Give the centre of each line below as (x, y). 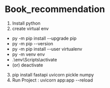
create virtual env (30, 28)
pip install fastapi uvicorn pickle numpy (53, 74)
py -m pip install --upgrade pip (44, 38)
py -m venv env (28, 54)
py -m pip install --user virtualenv (47, 49)
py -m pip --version (33, 43)
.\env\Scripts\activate (34, 59)
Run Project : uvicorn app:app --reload (52, 80)
